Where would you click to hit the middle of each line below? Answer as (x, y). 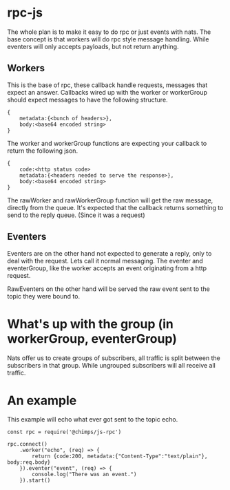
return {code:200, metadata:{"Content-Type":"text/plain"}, (120, 456)
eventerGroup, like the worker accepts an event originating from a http (107, 268)
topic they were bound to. (44, 296)
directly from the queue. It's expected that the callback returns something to (115, 207)
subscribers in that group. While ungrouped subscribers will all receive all (111, 365)
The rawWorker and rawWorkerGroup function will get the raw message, (110, 200)
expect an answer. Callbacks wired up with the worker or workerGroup (107, 92)
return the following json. (42, 151)
